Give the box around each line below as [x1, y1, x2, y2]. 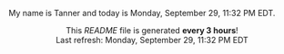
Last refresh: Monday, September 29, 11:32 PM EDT [55, 35, 249, 45]
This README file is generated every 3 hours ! [66, 25, 238, 35]
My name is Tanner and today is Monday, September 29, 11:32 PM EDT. [8, 8, 276, 18]
